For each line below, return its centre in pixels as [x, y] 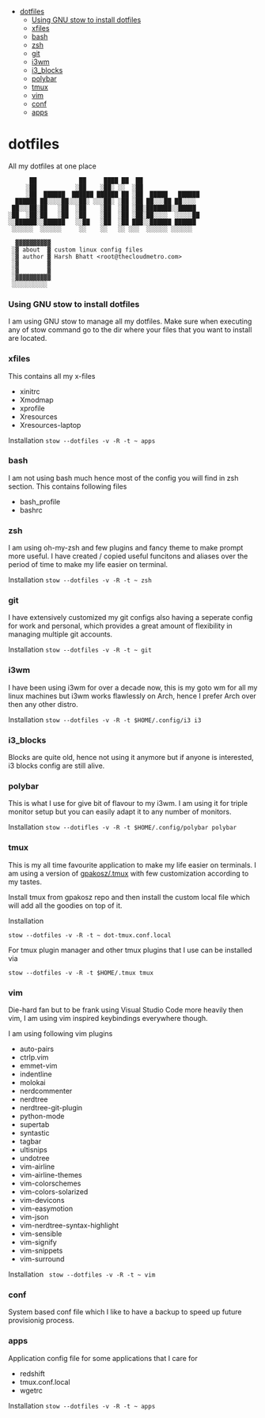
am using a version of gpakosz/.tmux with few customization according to [129, 873]
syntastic [34, 1133]
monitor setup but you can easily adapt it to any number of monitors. [120, 812]
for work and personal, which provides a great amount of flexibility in [121, 626]
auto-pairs [36, 1049]
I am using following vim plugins [61, 1033]
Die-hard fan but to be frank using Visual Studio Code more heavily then [126, 1010]
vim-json [34, 1216]
